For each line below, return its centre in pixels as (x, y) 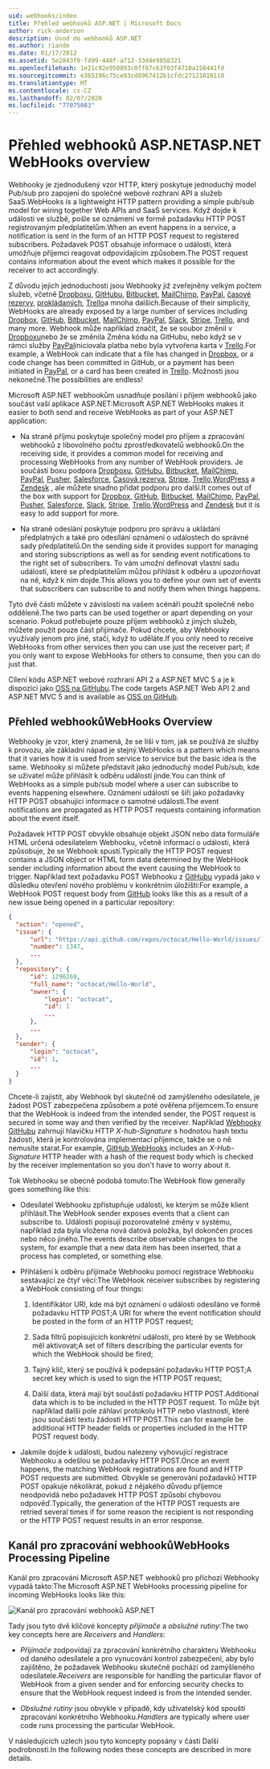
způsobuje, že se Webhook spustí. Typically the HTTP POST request (121, 851)
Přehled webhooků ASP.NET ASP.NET (135, 145)
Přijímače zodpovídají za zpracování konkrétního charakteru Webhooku (138, 1650)
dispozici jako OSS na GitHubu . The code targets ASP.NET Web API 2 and (129, 688)
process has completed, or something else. (92, 1256)
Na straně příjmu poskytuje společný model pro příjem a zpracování (132, 437)
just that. (23, 664)
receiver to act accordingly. (53, 270)
